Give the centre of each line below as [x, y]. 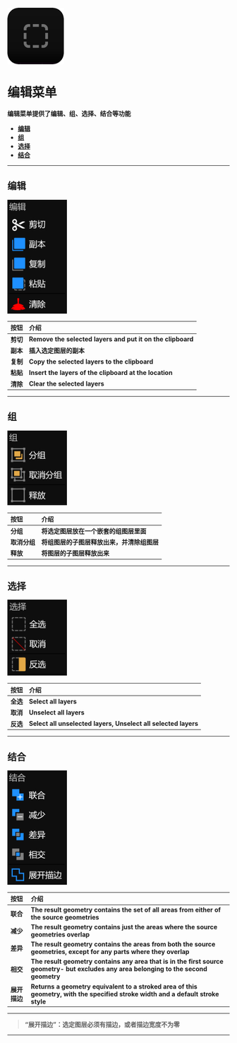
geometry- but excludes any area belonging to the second [119, 969]
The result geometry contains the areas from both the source [123, 944]
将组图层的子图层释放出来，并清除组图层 [100, 542]
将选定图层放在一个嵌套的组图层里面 [94, 531]
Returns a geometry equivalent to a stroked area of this [114, 987]
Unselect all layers [57, 712]
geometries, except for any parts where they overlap [110, 952]
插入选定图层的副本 [57, 350]
